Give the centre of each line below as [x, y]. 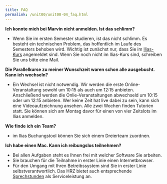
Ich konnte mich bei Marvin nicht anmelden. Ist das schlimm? [70, 28]
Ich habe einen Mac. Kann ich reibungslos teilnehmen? [63, 145]
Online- [132, 84]
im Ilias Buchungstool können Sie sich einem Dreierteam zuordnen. [81, 135]
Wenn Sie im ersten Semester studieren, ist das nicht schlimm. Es [80, 38]
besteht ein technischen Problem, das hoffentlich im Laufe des [77, 43]
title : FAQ [16, 10]
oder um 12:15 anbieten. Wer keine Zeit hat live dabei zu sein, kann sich [86, 100]
